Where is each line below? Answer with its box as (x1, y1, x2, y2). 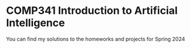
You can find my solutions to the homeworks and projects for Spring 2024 (6, 35, 185, 42)
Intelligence (6, 16, 65, 29)
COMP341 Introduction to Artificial (6, 4, 178, 17)
